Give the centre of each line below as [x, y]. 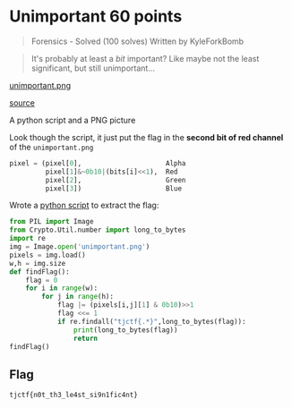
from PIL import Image [52, 222]
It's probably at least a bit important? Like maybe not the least [145, 58]
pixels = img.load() [48, 255]
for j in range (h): [78, 297]
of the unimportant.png [52, 147]
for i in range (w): [62, 288]
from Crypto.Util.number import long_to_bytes [98, 230]
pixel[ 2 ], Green [116, 180]
